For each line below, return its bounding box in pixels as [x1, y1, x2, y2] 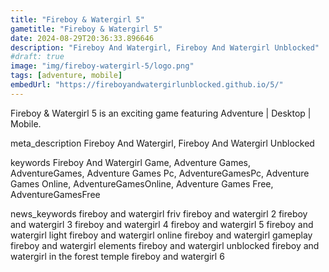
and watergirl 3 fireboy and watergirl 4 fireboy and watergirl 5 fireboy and [10, 218, 314, 230]
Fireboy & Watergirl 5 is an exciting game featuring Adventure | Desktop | [10, 107, 312, 119]
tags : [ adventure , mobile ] [10, 71, 123, 81]
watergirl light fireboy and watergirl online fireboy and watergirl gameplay [10, 229, 313, 241]
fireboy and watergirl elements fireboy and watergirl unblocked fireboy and [10, 239, 320, 251]
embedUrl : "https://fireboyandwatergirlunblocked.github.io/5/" [10, 80, 284, 90]
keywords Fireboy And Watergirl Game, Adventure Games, [10, 156, 252, 168]
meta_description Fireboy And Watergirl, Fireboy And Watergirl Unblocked [10, 137, 315, 149]
